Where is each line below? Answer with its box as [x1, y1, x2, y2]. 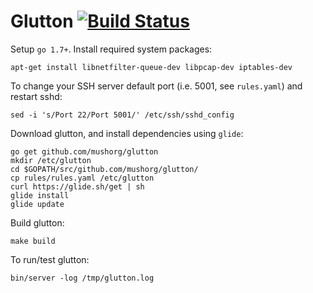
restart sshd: [10, 90, 63, 102]
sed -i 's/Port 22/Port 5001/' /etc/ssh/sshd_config [10, 110, 235, 120]
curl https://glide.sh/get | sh [10, 181, 145, 192]
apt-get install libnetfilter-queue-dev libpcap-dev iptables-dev [10, 62, 293, 72]
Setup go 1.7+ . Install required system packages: [10, 43, 213, 55]
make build [10, 236, 56, 246]
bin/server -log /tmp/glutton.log [10, 273, 155, 283]
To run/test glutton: [10, 253, 90, 265]
